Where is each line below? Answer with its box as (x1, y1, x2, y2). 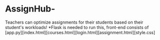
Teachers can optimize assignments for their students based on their (5, 19, 143, 25)
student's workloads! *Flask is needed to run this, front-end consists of (5, 24, 149, 30)
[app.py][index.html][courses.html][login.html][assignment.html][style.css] (5, 29, 155, 35)
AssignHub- (5, 3, 55, 14)
